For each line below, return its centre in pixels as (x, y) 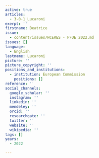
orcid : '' (20, 112)
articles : (15, 14)
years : (12, 139)
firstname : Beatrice (26, 28)
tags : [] (14, 135)
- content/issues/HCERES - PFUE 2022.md (52, 38)
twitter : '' (22, 120)
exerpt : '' (16, 24)
